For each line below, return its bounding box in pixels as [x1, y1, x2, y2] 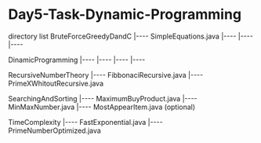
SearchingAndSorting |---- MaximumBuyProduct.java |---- [8, 93, 198, 103]
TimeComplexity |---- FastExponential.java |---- [8, 117, 163, 126]
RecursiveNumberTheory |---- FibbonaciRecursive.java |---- [8, 70, 204, 79]
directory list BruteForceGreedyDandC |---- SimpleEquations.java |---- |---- [8, 31, 253, 41]
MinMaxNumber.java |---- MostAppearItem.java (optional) [8, 102, 196, 112]
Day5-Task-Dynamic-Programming [8, 5, 241, 24]
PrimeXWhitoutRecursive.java [8, 79, 104, 88]
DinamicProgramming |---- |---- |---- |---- [8, 55, 146, 64]
